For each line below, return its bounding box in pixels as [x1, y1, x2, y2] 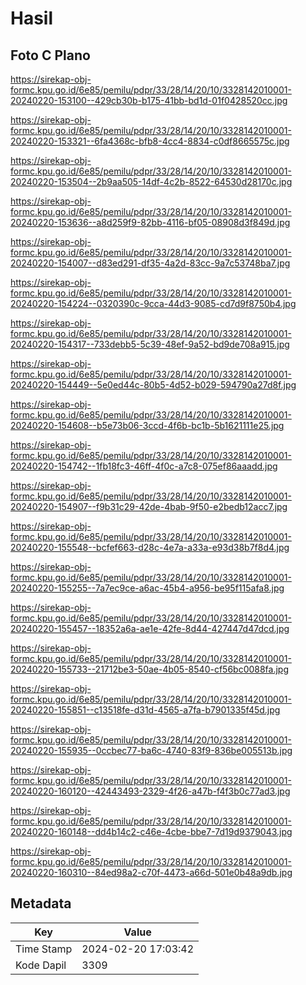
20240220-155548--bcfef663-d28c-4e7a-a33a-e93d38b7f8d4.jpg [10, 542, 290, 553]
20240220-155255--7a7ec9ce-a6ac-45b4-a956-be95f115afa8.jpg [10, 582, 285, 594]
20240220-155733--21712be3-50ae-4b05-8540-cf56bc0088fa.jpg [10, 663, 290, 675]
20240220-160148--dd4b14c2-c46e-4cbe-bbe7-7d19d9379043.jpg [10, 826, 293, 837]
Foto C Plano [10, 47, 91, 64]
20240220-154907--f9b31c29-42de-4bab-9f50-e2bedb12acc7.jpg [10, 501, 288, 512]
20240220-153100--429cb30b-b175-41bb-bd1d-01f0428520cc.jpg [10, 95, 288, 106]
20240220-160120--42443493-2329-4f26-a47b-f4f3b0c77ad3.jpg [10, 785, 291, 797]
